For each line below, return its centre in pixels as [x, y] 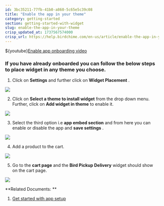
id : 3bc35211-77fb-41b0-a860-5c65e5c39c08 [49, 10]
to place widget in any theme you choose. [55, 69]
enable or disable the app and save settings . [58, 128]
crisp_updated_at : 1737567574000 [39, 32]
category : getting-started [32, 19]
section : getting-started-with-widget [44, 23]
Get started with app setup [39, 199]
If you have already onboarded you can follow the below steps [80, 63]
